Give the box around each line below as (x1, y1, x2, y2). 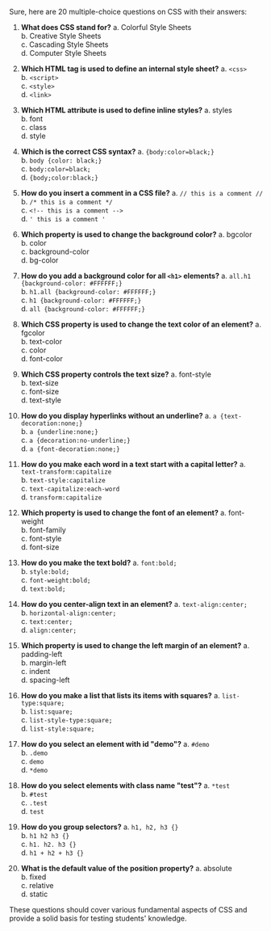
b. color (20, 238, 47, 247)
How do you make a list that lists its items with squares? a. (20, 691, 220, 700)
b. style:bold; (20, 567, 70, 576)
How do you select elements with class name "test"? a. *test (20, 781, 231, 790)
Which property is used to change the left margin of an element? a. (20, 641, 250, 650)
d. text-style (20, 395, 62, 405)
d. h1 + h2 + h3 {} (20, 848, 84, 857)
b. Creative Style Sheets (20, 32, 102, 40)
